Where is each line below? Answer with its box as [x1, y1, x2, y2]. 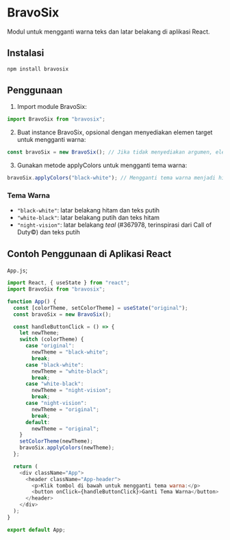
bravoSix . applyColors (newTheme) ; [19, 444, 115, 452]
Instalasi [7, 47, 44, 59]
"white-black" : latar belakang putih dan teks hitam [16, 214, 159, 222]
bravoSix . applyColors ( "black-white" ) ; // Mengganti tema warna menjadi [7, 175, 216, 182]
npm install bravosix [7, 65, 69, 73]
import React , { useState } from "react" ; [7, 280, 130, 286]
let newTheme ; [19, 330, 60, 336]
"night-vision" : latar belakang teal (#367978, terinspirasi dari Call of [16, 221, 212, 229]
